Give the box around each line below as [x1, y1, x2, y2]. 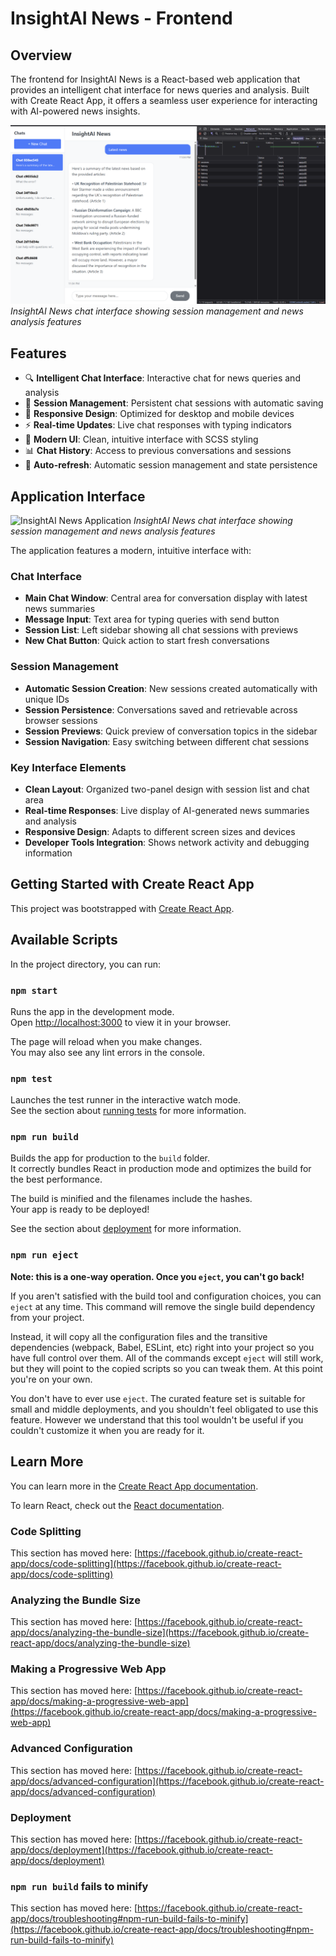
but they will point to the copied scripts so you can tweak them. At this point [10, 1362, 323, 1374]
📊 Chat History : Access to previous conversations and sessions [24, 445, 292, 457]
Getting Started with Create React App [10, 876, 255, 893]
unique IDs [24, 693, 70, 705]
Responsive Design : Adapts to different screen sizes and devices [24, 825, 296, 837]
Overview [10, 47, 73, 64]
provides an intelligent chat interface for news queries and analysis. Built [10, 84, 310, 96]
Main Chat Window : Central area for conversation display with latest [24, 592, 308, 604]
